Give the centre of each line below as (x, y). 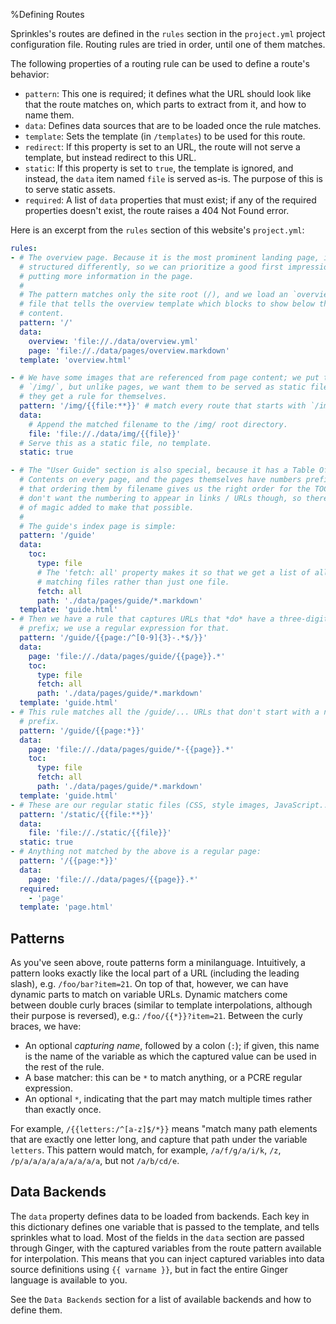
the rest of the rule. (64, 1067)
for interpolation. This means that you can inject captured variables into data (167, 1258)
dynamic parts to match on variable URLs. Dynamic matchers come (149, 995)
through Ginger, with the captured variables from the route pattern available (166, 1248)
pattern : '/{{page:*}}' (68, 861)
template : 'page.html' (66, 907)
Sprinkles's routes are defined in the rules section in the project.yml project (168, 33)
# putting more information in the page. (107, 276)
